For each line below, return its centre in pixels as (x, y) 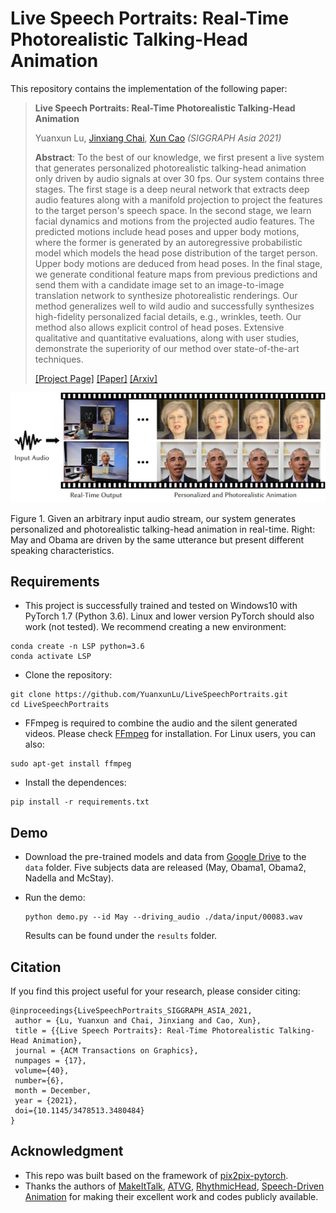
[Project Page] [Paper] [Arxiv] (96, 378)
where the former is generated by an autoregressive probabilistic (168, 242)
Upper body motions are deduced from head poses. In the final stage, (178, 263)
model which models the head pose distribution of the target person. (176, 253)
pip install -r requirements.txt (80, 802)
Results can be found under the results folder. (121, 936)
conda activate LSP (51, 657)
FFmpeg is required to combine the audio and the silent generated (161, 723)
